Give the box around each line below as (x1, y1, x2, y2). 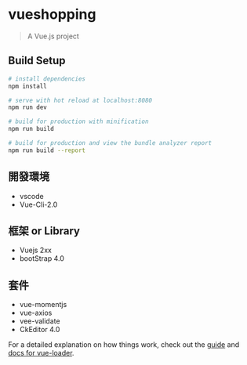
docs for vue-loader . (8, 349, 74, 358)
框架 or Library (8, 224, 81, 237)
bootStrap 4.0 (19, 254, 65, 263)
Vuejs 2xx (19, 245, 53, 255)
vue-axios (19, 308, 53, 318)
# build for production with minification (8, 117, 149, 126)
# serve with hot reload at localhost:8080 (8, 96, 153, 104)
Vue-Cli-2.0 (19, 200, 58, 209)
